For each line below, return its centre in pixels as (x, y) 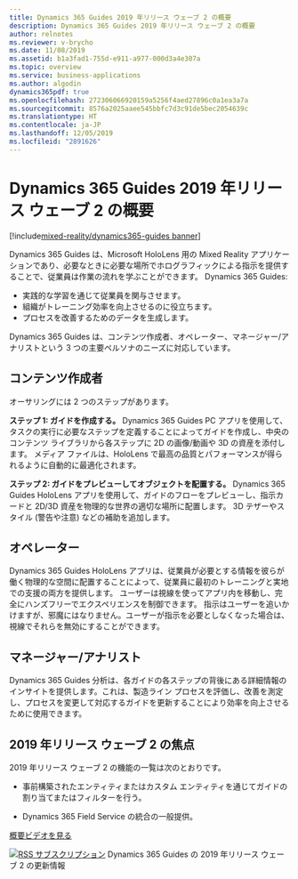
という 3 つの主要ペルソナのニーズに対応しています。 (137, 347)
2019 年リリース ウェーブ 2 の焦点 (102, 744)
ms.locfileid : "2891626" (55, 141)
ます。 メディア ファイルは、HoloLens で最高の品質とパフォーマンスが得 (142, 454)
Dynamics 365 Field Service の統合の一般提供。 (110, 816)
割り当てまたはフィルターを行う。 (84, 797)
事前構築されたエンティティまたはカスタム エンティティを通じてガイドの (155, 786)
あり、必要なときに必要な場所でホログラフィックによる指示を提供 (161, 265)
